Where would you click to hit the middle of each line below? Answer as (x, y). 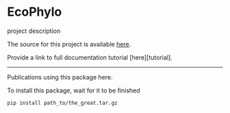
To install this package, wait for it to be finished (74, 90)
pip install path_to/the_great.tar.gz (62, 103)
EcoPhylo (35, 12)
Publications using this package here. (60, 77)
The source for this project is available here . (69, 44)
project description (34, 31)
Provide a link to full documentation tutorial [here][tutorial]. (90, 57)
